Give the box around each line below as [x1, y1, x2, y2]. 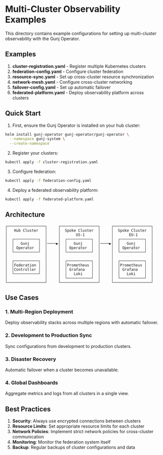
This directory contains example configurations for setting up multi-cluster [5, 30, 157, 36]
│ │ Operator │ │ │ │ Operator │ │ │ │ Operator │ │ [5, 245, 154, 250]
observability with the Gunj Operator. [5, 36, 80, 42]
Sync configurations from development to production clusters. [5, 343, 132, 349]
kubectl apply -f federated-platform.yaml [5, 197, 94, 202]
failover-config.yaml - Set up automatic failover [12, 84, 111, 90]
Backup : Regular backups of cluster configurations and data [12, 445, 135, 451]
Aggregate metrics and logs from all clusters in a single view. [5, 391, 129, 397]
